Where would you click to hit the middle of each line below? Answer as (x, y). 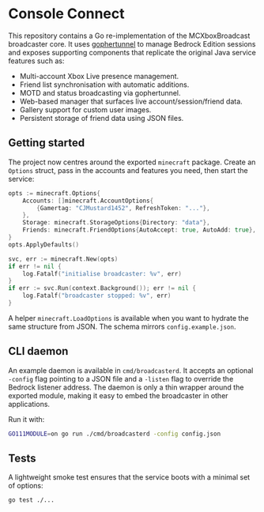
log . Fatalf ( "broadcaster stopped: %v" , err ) (97, 296)
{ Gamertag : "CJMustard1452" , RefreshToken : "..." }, (124, 208)
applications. (29, 404)
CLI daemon (38, 351)
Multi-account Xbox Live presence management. (99, 76)
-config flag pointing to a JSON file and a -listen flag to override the (121, 378)
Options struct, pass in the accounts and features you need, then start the (128, 170)
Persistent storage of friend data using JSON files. (102, 118)
